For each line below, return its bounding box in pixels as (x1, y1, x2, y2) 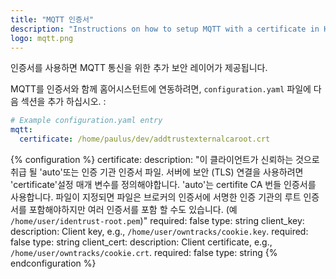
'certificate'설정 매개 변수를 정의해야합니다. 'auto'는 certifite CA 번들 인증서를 (10, 179, 317, 190)
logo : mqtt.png (10, 33, 74, 43)
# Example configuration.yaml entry (10, 116, 163, 126)
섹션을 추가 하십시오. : (20, 96, 107, 108)
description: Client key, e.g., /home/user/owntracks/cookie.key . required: (10, 226, 309, 237)
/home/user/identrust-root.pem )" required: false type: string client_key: (10, 215, 305, 226)
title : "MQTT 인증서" (10, 14, 95, 25)
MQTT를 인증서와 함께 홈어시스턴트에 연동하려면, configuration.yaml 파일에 (10, 83, 312, 95)
